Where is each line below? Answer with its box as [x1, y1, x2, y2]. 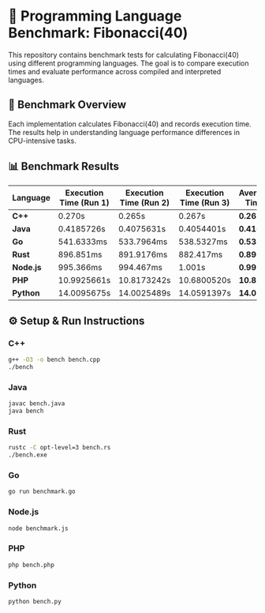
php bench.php [8, 561, 55, 569]
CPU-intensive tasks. [8, 136, 77, 145]
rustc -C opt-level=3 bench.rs [8, 444, 111, 452]
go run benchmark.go [8, 487, 77, 496]
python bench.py [8, 597, 62, 605]
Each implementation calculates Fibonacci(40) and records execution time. [8, 118, 252, 129]
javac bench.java [8, 400, 65, 408]
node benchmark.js [8, 525, 69, 532]
